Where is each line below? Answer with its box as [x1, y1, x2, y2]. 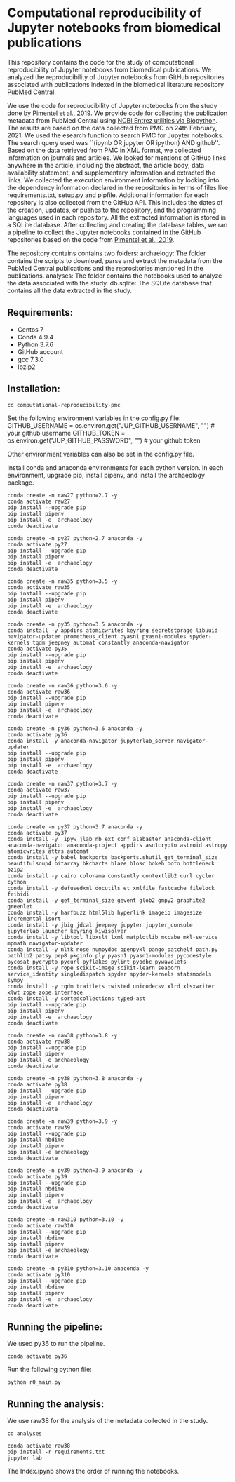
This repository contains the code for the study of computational [7, 58, 194, 66]
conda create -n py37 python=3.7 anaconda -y [7, 823, 142, 830]
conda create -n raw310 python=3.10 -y [7, 1215, 124, 1223]
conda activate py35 [7, 645, 68, 652]
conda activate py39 [7, 1173, 68, 1180]
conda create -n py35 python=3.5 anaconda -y [7, 621, 142, 628]
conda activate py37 [7, 829, 68, 836]
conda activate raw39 [7, 1124, 71, 1131]
